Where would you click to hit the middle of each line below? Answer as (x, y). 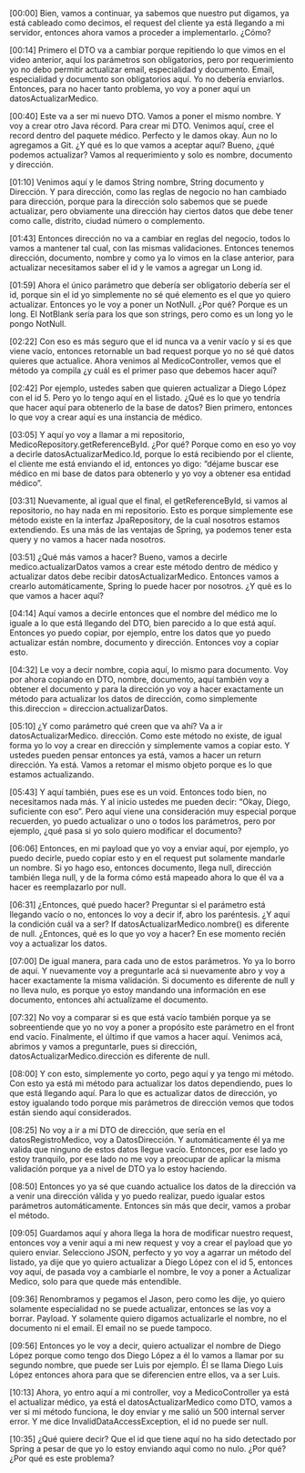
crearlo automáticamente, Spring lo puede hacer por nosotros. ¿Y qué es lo (151, 586)
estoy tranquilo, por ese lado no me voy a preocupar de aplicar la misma (145, 1159)
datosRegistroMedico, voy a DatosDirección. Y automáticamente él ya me (147, 1140)
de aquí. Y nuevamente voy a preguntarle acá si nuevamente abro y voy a (147, 970)
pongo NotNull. (38, 324)
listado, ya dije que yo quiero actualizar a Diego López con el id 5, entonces (151, 1262)
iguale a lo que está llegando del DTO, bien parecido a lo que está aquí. (143, 623)
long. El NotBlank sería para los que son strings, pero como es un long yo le (152, 314)
